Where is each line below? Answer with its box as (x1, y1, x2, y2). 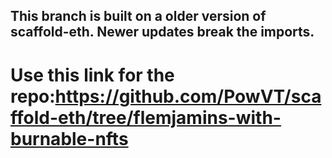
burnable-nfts (10, 127, 129, 150)
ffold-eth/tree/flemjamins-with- (10, 106, 282, 129)
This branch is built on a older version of (10, 8, 267, 25)
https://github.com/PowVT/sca (54, 85, 322, 108)
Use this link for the (10, 64, 175, 86)
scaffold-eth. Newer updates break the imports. (10, 24, 315, 41)
